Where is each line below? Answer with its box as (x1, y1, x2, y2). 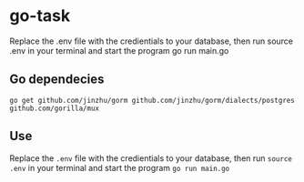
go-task (9, 5, 71, 26)
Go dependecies (9, 72, 105, 87)
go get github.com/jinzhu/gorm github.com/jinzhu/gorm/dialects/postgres (9, 96, 296, 105)
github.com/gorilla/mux (9, 104, 100, 113)
